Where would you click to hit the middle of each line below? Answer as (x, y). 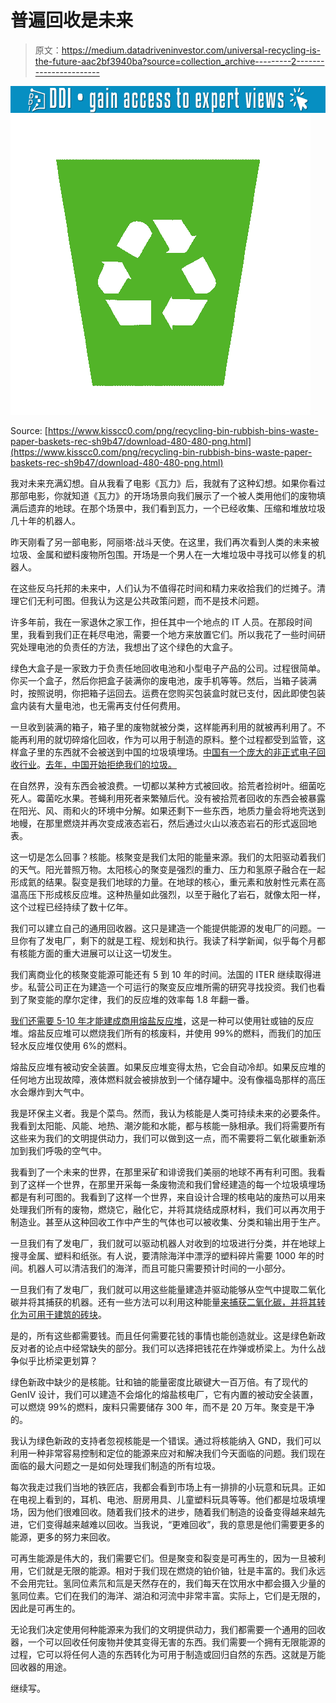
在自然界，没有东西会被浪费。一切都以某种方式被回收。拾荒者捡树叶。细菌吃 (168, 786)
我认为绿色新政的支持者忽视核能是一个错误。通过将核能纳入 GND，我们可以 (166, 1441)
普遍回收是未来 (72, 20)
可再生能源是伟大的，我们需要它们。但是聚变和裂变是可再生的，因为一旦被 (163, 1558)
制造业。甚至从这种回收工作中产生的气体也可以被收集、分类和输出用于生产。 (168, 1222)
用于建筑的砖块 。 (71, 1315)
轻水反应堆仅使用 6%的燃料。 (71, 1046)
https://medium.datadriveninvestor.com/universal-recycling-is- (191, 50)
